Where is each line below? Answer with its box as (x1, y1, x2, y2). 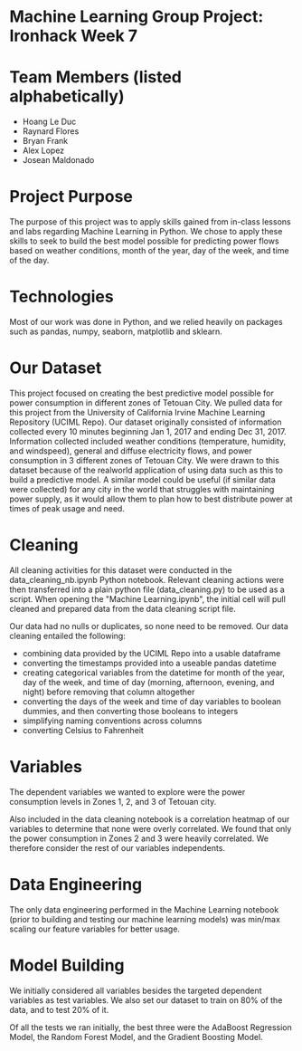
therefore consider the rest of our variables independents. (9, 842, 226, 853)
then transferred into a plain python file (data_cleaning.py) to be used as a (9, 584, 285, 595)
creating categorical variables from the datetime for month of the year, (22, 667, 286, 678)
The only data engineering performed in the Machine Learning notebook (9, 903, 279, 915)
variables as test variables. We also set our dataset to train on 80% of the (9, 994, 283, 1006)
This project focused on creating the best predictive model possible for (9, 387, 274, 398)
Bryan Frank (22, 136, 69, 147)
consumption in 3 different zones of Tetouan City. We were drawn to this (9, 454, 280, 465)
